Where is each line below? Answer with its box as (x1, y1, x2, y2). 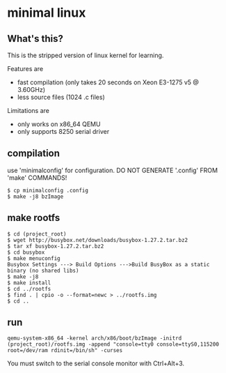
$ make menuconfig (7, 254, 60, 262)
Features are (7, 65, 44, 73)
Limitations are (7, 107, 50, 114)
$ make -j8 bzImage (7, 193, 64, 200)
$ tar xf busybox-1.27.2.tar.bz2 (7, 243, 104, 250)
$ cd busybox (7, 249, 45, 256)
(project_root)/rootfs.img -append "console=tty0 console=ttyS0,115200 (7, 341, 219, 348)
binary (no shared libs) (7, 267, 79, 274)
